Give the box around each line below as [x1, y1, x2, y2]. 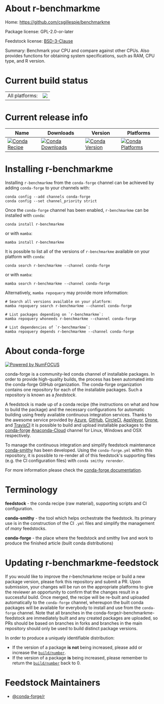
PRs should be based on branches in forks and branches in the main [5, 620, 143, 626]
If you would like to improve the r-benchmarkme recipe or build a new [5, 573, 145, 579]
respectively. [5, 432, 31, 438]
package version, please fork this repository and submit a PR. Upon [5, 578, 141, 585]
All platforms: [7, 92, 38, 99]
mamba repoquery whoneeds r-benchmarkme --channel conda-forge [5, 316, 137, 321]
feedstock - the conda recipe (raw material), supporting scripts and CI [5, 500, 147, 506]
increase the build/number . [12, 649, 66, 656]
